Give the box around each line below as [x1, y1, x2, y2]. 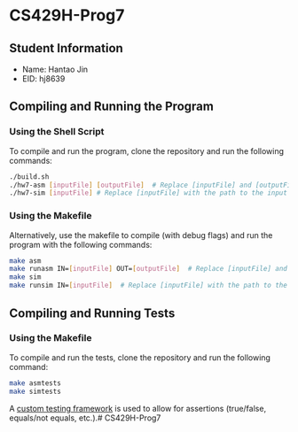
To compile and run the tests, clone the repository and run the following [9, 351, 271, 363]
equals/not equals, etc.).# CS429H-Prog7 [9, 413, 161, 423]
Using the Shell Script [9, 126, 105, 138]
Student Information [9, 41, 124, 56]
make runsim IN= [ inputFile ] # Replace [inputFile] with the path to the [9, 281, 288, 290]
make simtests [9, 387, 62, 396]
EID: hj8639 [21, 73, 66, 84]
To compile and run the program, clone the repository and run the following [9, 145, 285, 156]
